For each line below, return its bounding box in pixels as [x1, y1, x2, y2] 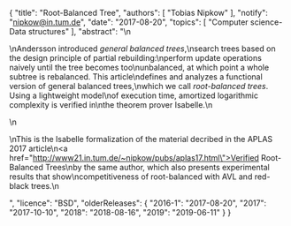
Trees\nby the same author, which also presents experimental [45, 162, 270, 172]
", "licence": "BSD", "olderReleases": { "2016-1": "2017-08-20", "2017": [9, 198, 267, 208]
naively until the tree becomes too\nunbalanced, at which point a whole [9, 62, 270, 72]
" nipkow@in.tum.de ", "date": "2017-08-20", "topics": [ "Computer [9, 17, 249, 27]
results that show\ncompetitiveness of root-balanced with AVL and [9, 171, 253, 182]
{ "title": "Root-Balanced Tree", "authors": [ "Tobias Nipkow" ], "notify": [9, 8, 268, 18]
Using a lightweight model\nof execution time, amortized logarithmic [9, 90, 259, 101]
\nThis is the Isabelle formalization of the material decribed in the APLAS [9, 134, 273, 144]
